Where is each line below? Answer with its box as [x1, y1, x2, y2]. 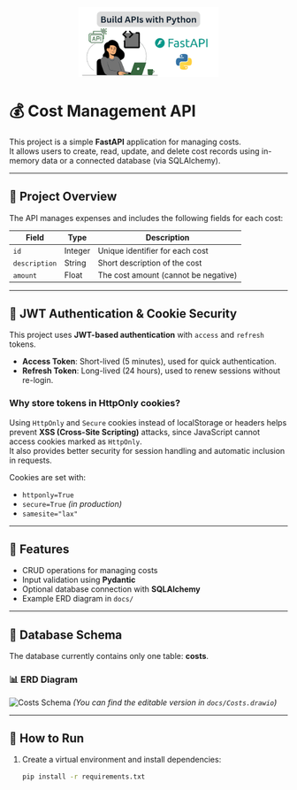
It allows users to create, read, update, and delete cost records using [9, 145, 260, 157]
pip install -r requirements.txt [21, 772, 146, 781]
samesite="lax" [21, 510, 79, 518]
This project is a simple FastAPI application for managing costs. [9, 136, 241, 147]
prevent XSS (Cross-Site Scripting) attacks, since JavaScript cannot [9, 426, 261, 437]
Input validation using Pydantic [21, 574, 136, 586]
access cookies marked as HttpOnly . [9, 436, 143, 447]
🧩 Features [9, 542, 70, 556]
